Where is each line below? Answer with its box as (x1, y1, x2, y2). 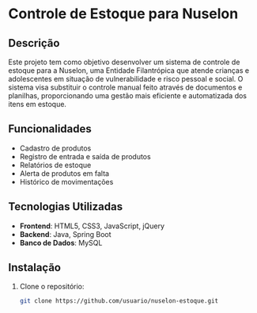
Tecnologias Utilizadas (8, 200, 123, 214)
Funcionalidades (8, 122, 93, 136)
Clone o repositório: (19, 282, 85, 292)
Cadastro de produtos (19, 143, 92, 153)
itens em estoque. (8, 100, 67, 109)
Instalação (8, 261, 62, 274)
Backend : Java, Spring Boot (19, 229, 112, 239)
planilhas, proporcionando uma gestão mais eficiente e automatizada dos (8, 91, 248, 100)
